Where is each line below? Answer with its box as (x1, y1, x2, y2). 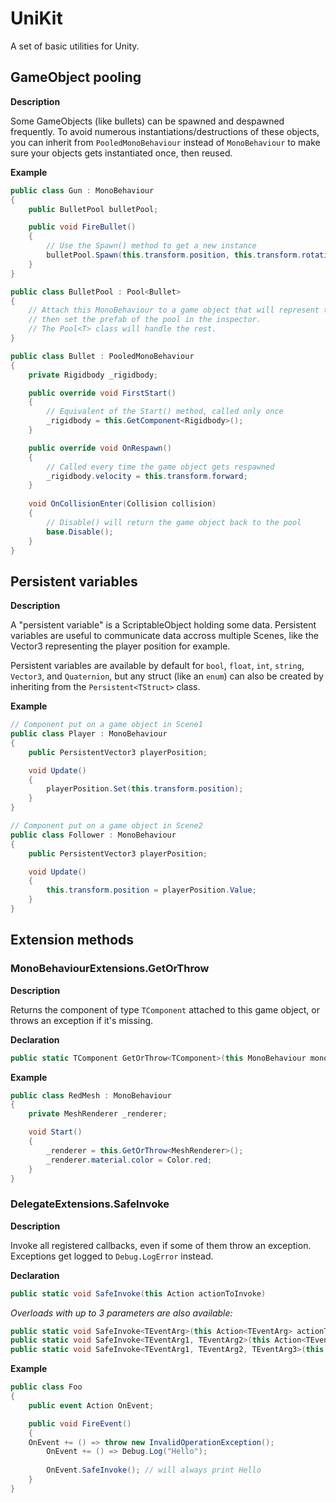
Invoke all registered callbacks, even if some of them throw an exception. (10, 1239, 312, 1251)
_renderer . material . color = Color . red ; (46, 1155, 213, 1165)
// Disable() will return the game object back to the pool (46, 517, 302, 527)
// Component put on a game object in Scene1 (10, 720, 203, 730)
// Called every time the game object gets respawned (46, 462, 275, 472)
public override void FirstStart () (28, 388, 177, 398)
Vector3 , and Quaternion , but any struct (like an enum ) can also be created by (10, 670, 324, 682)
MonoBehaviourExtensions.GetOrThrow (10, 962, 210, 976)
